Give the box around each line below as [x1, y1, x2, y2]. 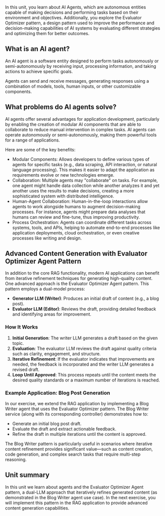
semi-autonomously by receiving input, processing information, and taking [5, 63, 157, 69]
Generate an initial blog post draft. [12, 421, 82, 427]
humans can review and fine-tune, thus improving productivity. [12, 214, 140, 220]
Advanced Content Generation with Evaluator [5, 249, 148, 258]
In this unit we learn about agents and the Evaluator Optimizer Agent [5, 484, 144, 490]
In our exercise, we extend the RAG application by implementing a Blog [5, 401, 149, 407]
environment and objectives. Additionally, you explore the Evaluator [5, 15, 142, 20]
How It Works [5, 324, 38, 330]
